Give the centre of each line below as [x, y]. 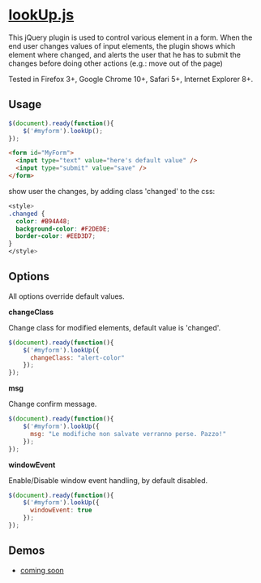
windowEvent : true [61, 510]
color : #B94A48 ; [43, 221]
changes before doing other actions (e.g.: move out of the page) [116, 63]
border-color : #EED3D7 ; [56, 236]
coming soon [42, 570]
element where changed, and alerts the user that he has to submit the [125, 54]
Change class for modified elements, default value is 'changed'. [115, 327]
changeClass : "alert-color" [77, 358]
